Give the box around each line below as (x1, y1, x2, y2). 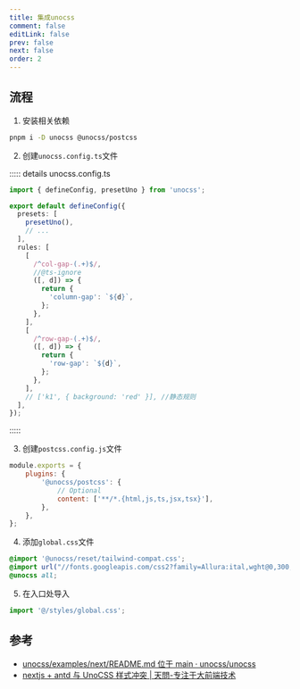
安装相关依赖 (21, 115, 70, 126)
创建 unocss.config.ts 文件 (21, 150, 119, 161)
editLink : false (9, 29, 70, 38)
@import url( (9, 563, 58, 572)
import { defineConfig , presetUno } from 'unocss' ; (9, 185, 205, 195)
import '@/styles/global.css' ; (9, 606, 126, 615)
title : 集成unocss (9, 12, 75, 22)
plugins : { (25, 469, 66, 478)
